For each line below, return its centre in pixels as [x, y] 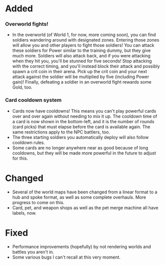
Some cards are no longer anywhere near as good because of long [80, 148]
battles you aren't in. [33, 252]
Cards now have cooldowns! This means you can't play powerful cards [84, 111]
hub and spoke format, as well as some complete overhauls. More [79, 197]
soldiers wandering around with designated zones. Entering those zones [86, 40]
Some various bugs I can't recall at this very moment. [66, 257]
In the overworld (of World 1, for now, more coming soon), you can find [84, 35]
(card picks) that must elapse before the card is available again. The [81, 127]
